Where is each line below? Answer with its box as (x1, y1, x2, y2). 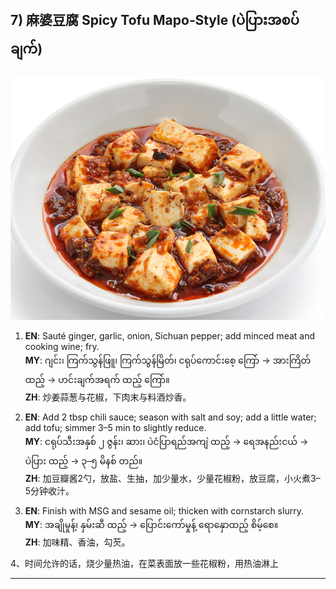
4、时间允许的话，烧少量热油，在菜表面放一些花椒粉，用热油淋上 (10, 558, 280, 570)
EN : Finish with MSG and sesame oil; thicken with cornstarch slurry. (24, 505, 304, 517)
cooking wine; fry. (24, 341, 100, 353)
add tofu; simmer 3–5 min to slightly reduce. (24, 422, 207, 434)
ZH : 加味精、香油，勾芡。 (24, 536, 131, 548)
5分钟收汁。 (24, 485, 75, 497)
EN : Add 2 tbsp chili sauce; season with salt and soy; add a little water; (24, 411, 317, 423)
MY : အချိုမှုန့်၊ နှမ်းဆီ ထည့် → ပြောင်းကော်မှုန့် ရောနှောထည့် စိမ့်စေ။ (24, 519, 279, 531)
